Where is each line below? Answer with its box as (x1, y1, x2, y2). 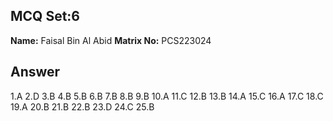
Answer (10, 64, 61, 81)
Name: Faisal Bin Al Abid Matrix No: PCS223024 (10, 34, 212, 46)
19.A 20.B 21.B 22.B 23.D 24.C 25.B (10, 100, 155, 113)
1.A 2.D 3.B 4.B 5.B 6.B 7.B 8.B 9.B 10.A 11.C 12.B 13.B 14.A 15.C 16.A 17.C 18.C (10, 90, 324, 102)
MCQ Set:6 (10, 8, 80, 25)
